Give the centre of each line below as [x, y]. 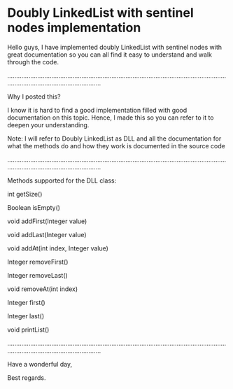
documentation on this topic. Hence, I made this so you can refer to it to [111, 118]
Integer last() [26, 316]
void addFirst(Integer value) [47, 221]
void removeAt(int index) [43, 289]
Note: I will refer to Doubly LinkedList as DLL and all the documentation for [114, 139]
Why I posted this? [34, 97]
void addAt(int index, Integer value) [58, 248]
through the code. [33, 62]
